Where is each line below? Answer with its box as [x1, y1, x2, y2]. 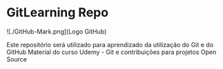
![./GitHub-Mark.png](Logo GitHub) [6, 27, 107, 36]
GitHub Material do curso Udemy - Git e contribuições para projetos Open [6, 48, 217, 56]
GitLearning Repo [6, 5, 108, 20]
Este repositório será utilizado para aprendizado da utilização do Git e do [6, 40, 214, 49]
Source [6, 55, 27, 63]
